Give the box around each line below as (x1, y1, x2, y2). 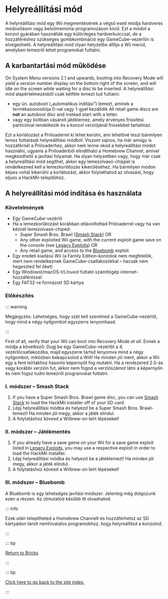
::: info (5, 505, 19, 511)
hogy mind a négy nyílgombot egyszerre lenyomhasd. (5, 318, 116, 325)
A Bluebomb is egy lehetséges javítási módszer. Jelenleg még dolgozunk (5, 490, 156, 496)
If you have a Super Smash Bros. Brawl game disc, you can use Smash (12, 394, 159, 400)
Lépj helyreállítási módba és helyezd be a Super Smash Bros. (12, 405, 139, 411)
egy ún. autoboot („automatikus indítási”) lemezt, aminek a (12, 101, 134, 107)
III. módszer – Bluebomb (5, 479, 65, 486)
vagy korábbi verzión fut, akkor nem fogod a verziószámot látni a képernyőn (5, 365, 163, 371)
